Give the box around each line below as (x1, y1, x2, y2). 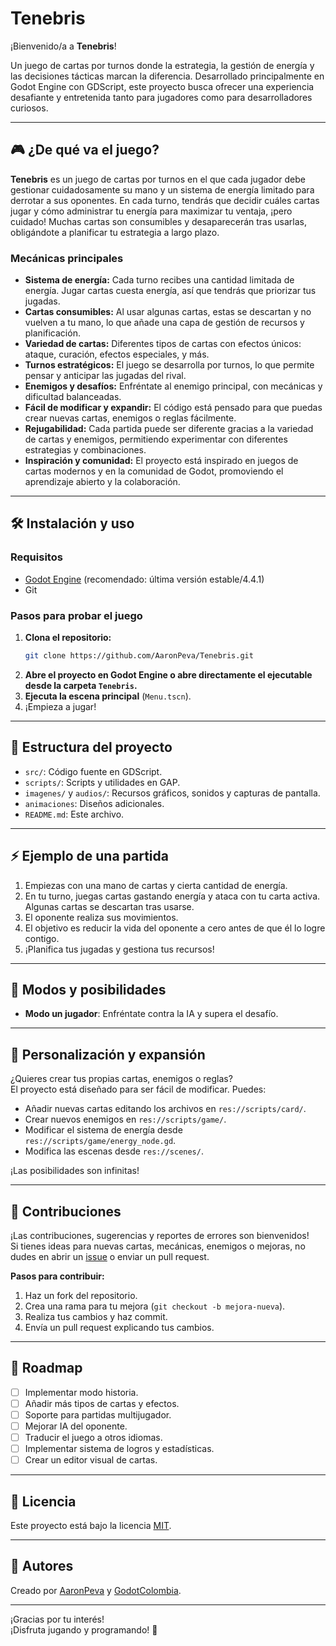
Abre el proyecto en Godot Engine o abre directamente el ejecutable (24, 668, 313, 681)
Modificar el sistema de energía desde (24, 1124, 183, 1136)
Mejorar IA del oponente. (24, 1420, 128, 1432)
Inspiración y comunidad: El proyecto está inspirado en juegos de (24, 455, 299, 467)
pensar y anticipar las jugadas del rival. (24, 370, 187, 382)
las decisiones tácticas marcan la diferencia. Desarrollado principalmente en (10, 70, 325, 82)
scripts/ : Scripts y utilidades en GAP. (24, 776, 181, 788)
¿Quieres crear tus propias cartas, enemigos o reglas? (10, 1073, 233, 1085)
